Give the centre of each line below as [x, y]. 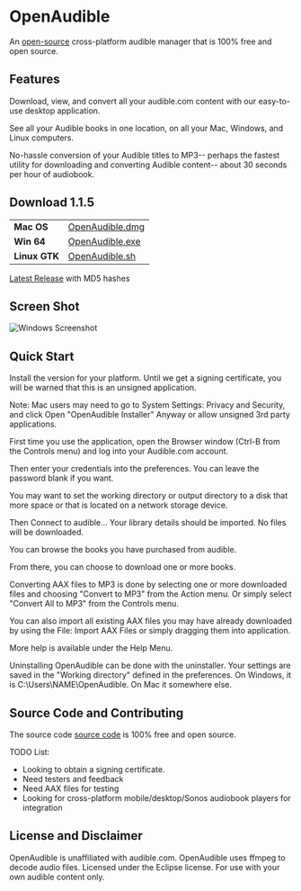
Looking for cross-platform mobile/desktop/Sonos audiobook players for [157, 798]
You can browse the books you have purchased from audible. [123, 550]
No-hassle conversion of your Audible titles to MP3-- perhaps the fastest [145, 155]
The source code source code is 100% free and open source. [123, 734]
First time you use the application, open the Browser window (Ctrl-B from [145, 442]
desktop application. [62, 111]
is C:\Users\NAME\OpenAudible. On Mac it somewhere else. [120, 685]
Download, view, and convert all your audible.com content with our [133, 101]
